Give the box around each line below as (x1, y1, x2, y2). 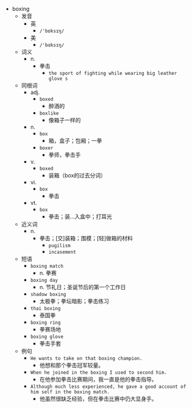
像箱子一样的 (48, 116, 81, 124)
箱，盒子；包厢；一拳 (48, 137, 102, 144)
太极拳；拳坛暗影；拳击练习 (39, 298, 110, 304)
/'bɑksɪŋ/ (39, 42, 65, 48)
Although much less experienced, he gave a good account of (30, 384, 187, 390)
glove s (48, 76, 68, 82)
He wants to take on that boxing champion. (30, 356, 143, 362)
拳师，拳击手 (48, 151, 81, 158)
